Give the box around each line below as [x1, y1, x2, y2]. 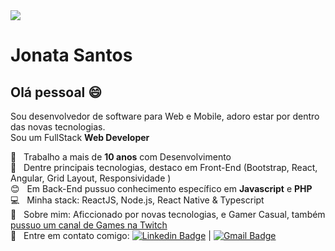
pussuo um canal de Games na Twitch [10, 219, 168, 231]
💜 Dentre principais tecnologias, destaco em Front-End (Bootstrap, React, [10, 162, 318, 173]
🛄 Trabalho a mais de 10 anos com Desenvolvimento [10, 151, 232, 163]
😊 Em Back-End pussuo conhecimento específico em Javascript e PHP [10, 183, 313, 194]
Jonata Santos [10, 44, 133, 67]
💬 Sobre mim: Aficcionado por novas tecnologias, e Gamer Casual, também [10, 209, 326, 220]
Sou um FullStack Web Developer [10, 132, 150, 143]
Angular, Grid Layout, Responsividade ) [10, 172, 172, 184]
